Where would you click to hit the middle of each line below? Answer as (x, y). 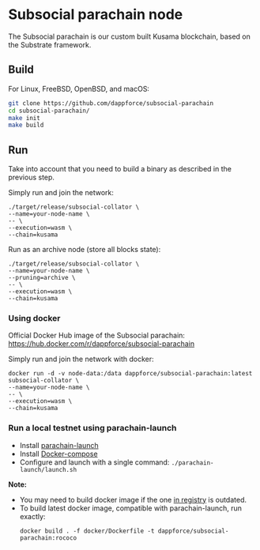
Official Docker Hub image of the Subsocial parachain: (97, 335)
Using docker (34, 318)
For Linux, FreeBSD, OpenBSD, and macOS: (79, 89)
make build (26, 125)
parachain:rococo (48, 538)
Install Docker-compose (58, 454)
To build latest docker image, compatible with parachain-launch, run (131, 508)
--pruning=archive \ (42, 278)
